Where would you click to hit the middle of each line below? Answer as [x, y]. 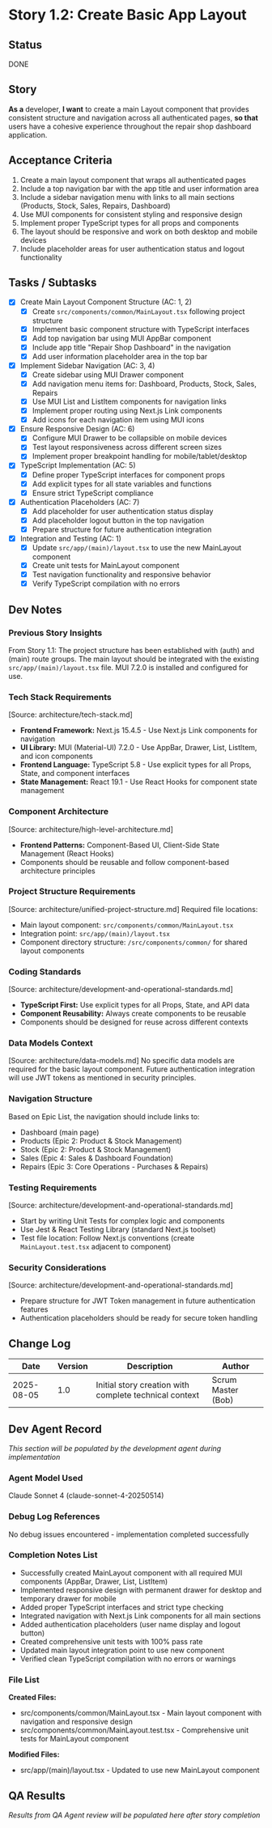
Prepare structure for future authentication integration [122, 529]
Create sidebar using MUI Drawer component [108, 375]
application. [28, 134]
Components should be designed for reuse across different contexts [134, 1022]
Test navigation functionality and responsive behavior [122, 575]
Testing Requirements [53, 1187]
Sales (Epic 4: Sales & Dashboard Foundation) [97, 1158]
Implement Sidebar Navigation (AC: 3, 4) [87, 365]
